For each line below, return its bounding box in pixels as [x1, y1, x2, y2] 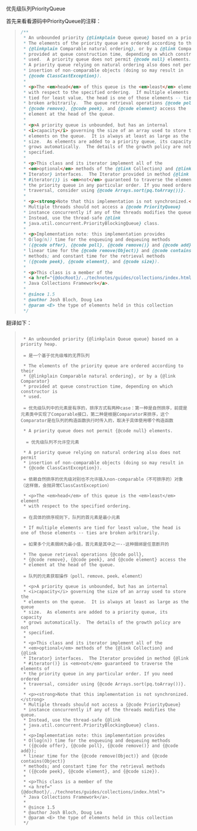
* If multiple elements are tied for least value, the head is [23, 524, 181, 530]
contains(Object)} [20, 758, 66, 764]
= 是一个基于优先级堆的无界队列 [23, 352, 90, 358]
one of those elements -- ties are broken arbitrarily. [20, 530, 160, 536]
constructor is [20, 388, 58, 395]
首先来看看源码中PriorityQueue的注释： [6, 18, 101, 25]
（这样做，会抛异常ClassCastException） [20, 482, 112, 489]
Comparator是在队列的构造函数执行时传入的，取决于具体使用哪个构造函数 [20, 418, 174, 423]
